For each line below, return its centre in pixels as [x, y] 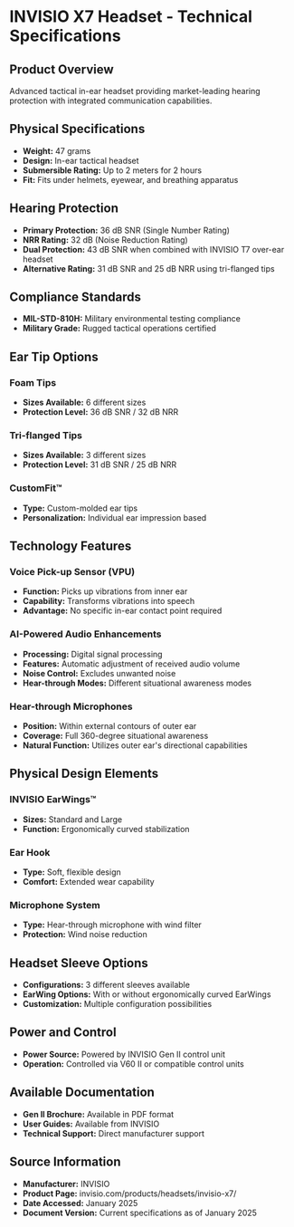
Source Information [65, 1162]
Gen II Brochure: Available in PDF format [98, 1114]
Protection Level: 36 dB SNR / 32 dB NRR [100, 412]
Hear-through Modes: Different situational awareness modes [137, 683]
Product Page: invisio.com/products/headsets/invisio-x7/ [129, 1193]
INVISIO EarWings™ [53, 800]
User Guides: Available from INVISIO [91, 1124]
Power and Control [63, 1033]
